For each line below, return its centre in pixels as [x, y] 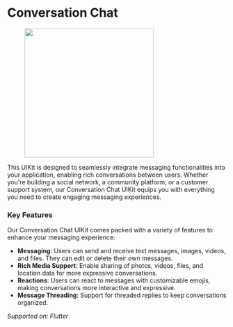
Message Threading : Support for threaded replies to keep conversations [122, 295]
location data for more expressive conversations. [87, 273]
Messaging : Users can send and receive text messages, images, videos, [121, 251]
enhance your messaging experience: [61, 237]
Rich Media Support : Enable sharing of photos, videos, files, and [110, 266]
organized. [33, 303]
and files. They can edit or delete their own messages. [95, 258]
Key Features [30, 215]
